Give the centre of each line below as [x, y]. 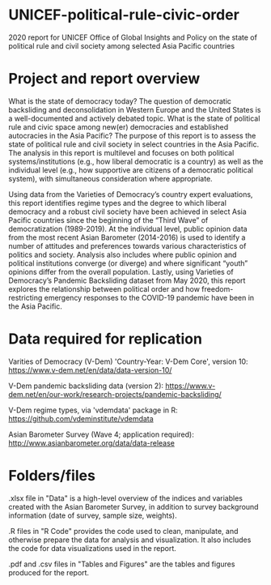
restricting [25, 297]
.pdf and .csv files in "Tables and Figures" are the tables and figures [122, 564]
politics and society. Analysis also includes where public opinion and [123, 254]
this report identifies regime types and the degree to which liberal [117, 203]
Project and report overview [104, 79]
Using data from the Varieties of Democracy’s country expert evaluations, [131, 194]
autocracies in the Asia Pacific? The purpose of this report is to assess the [132, 135]
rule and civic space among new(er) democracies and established [119, 126]
